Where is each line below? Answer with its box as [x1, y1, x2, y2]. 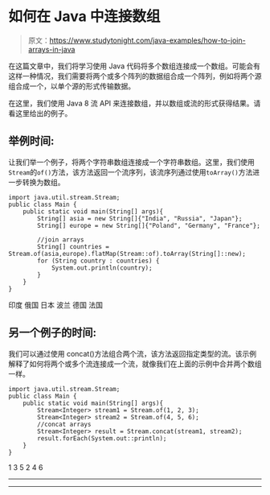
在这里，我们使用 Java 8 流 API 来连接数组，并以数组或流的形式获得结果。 [8, 98, 255, 108]
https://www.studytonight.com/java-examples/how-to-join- [49, 35, 247, 45]
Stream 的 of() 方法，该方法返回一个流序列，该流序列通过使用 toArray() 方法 [8, 167, 253, 177]
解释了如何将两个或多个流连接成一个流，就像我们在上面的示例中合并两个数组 [8, 359, 262, 369]
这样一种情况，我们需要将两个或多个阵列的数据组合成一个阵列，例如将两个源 [8, 71, 262, 80]
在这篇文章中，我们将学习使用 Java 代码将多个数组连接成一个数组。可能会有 [8, 61, 261, 71]
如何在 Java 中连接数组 [8, 7, 161, 26]
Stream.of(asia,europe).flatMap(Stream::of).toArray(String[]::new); [8, 250, 247, 258]
